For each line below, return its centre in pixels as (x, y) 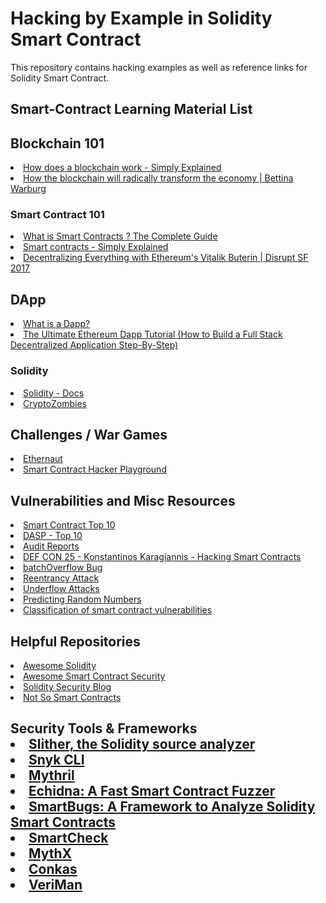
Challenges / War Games (89, 434)
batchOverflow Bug (63, 568)
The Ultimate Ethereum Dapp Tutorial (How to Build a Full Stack (153, 334)
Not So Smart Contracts (72, 697)
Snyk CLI (56, 760)
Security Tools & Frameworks (104, 728)
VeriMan (55, 885)
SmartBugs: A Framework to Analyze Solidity (172, 807)
